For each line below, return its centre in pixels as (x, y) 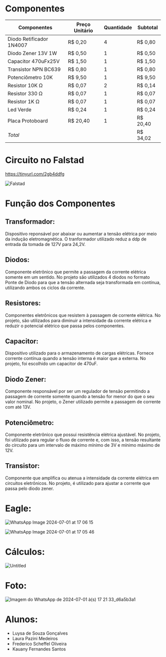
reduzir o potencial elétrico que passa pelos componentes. (65, 326)
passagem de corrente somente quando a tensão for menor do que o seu (80, 397)
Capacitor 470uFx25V (34, 61)
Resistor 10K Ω (25, 85)
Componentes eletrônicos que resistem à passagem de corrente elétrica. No (83, 315)
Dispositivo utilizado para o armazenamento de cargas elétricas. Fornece (80, 353)
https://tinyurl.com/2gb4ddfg (35, 174)
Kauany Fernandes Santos (39, 649)
